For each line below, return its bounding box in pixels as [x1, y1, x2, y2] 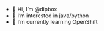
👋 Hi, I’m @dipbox [12, 6, 58, 13]
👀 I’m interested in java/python [12, 12, 89, 19]
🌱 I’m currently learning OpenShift [12, 18, 98, 25]
